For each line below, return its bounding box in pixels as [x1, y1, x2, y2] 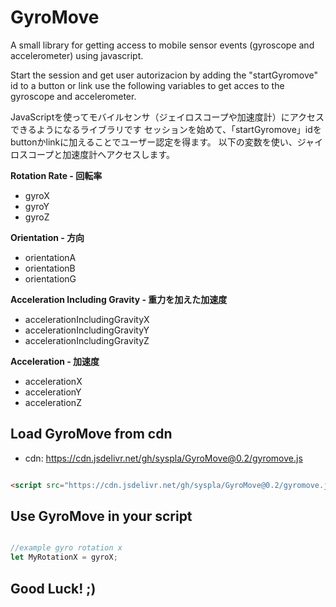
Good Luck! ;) [10, 580, 97, 597]
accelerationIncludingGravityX [24, 313, 150, 325]
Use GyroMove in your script [10, 508, 193, 525]
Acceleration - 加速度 [10, 355, 100, 367]
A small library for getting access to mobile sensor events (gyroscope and [10, 39, 315, 51]
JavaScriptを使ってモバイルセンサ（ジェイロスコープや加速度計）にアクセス [10, 111, 325, 123]
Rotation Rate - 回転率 [10, 169, 103, 181]
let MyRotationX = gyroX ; [10, 552, 118, 563]
